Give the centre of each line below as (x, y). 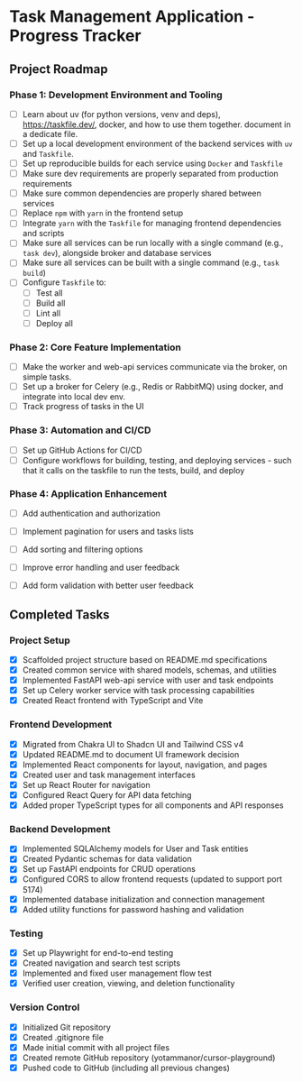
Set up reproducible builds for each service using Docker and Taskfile (153, 163)
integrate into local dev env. (74, 397)
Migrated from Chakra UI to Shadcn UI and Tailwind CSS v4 (133, 744)
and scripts (43, 234)
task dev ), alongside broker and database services (117, 253)
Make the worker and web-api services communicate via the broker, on (155, 367)
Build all (50, 303)
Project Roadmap (59, 69)
